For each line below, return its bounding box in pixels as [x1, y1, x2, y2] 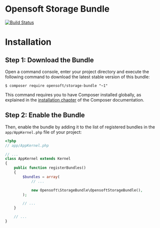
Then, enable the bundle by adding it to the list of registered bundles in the [5, 124, 155, 130]
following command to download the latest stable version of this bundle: [5, 74, 150, 80]
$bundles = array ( [22, 174, 60, 179]
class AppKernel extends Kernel [5, 157, 71, 161]
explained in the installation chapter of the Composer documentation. [5, 97, 144, 103]
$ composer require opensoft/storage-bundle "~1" [5, 83, 108, 88]
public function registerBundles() [14, 165, 86, 171]
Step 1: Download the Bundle [5, 56, 94, 64]
